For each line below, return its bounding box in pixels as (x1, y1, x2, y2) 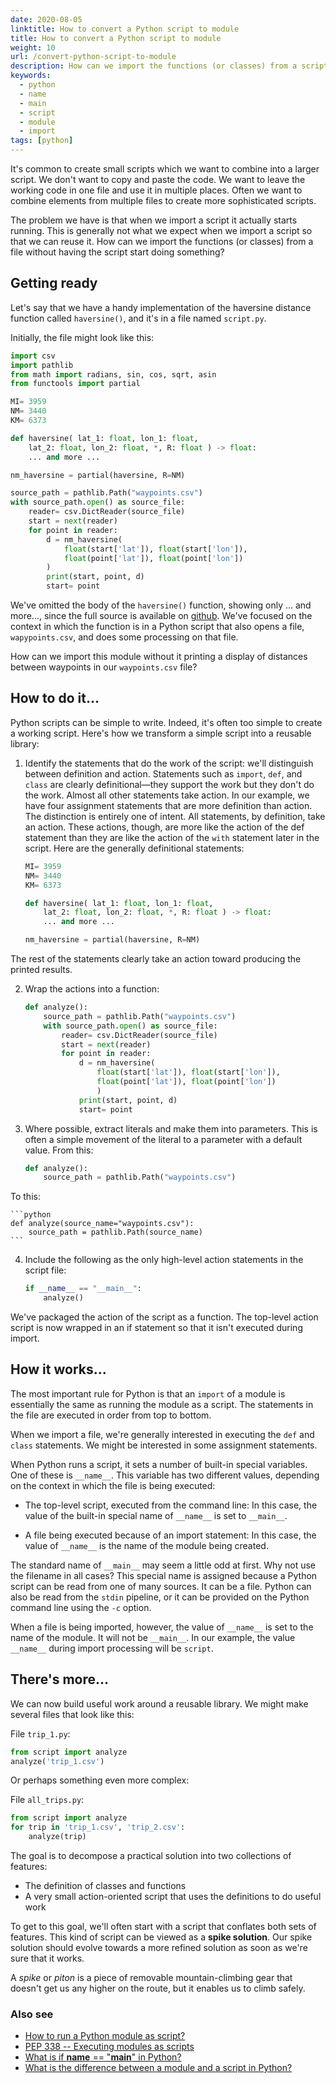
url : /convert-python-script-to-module (10, 52, 177, 62)
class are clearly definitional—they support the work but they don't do (24, 778, 315, 790)
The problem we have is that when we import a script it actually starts (10, 214, 298, 226)
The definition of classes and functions (24, 1880, 187, 1891)
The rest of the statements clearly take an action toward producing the (10, 953, 302, 965)
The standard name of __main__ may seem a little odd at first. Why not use (10, 1559, 316, 1571)
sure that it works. (10, 1952, 85, 1964)
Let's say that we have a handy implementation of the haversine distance (10, 301, 312, 313)
